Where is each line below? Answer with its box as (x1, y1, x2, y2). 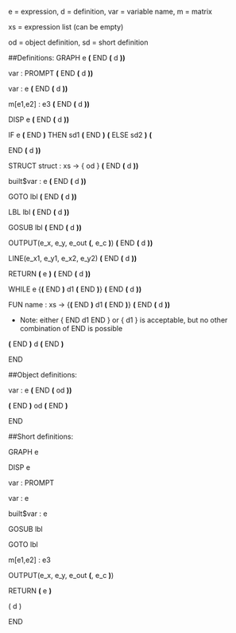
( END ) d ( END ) (8, 339, 64, 349)
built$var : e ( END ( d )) (8, 177, 87, 186)
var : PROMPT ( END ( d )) (8, 68, 94, 78)
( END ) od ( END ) (8, 401, 68, 410)
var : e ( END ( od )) (8, 385, 72, 395)
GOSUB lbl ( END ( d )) (8, 223, 82, 232)
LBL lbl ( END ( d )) (8, 207, 70, 217)
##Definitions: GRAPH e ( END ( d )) (8, 53, 126, 62)
